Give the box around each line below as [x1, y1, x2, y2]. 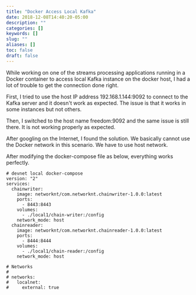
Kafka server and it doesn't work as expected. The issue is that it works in [6, 99, 186, 107]
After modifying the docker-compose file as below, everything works [6, 152, 174, 160]
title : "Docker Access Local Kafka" [6, 8, 96, 15]
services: [6, 181, 31, 187]
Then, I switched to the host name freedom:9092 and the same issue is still [6, 117, 189, 124]
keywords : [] [6, 31, 38, 37]
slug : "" [6, 36, 28, 42]
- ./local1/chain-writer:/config [21, 211, 104, 218]
